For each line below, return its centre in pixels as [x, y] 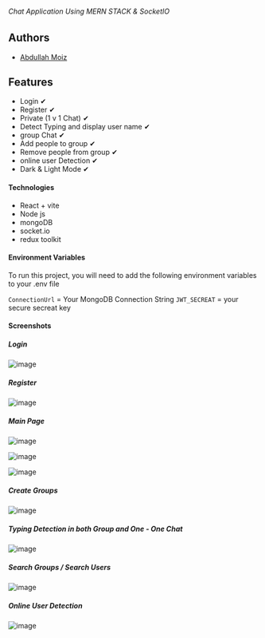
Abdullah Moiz [43, 57]
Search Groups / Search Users [60, 567]
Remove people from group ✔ [68, 153]
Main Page [27, 421]
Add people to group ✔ [58, 144]
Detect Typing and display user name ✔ [85, 127]
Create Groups [33, 490]
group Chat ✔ [42, 135]
